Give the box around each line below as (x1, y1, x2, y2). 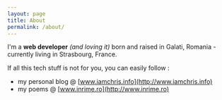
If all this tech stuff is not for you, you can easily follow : (7, 64, 170, 73)
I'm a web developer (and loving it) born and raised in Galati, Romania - (7, 43, 216, 51)
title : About (7, 17, 46, 24)
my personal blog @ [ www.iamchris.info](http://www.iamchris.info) (17, 77, 213, 86)
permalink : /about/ (7, 23, 65, 30)
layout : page (7, 10, 46, 18)
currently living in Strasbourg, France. (7, 50, 117, 58)
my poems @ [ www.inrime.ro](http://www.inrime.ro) (17, 85, 170, 94)
